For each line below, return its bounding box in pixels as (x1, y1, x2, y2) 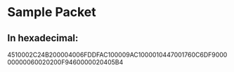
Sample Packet (7, 4, 96, 20)
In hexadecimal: (7, 32, 79, 44)
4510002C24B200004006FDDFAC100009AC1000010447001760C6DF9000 (7, 50, 228, 59)
